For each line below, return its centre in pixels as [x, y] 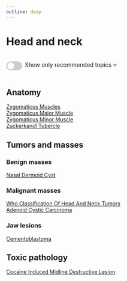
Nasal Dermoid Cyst [31, 175]
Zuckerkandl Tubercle [33, 126]
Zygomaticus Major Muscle [40, 113]
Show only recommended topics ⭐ [71, 65]
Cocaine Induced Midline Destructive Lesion [61, 272]
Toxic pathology [37, 258]
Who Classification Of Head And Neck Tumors [63, 204]
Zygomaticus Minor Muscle [40, 119]
